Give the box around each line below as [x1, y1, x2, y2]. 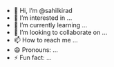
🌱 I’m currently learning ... [13, 21, 88, 29]
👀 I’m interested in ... [13, 14, 73, 22]
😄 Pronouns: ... [13, 46, 59, 54]
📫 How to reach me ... [13, 36, 78, 44]
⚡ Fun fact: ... [13, 53, 52, 62]
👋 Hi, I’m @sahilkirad [13, 7, 73, 14]
